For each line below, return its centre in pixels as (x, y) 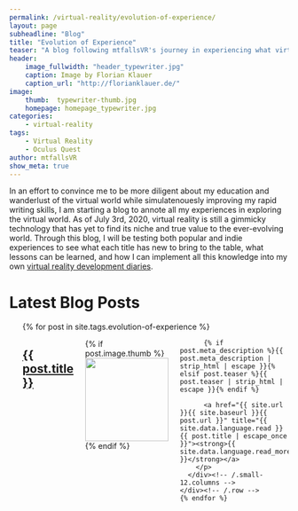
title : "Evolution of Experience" (73, 42)
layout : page (33, 26)
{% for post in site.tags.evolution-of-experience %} (116, 327)
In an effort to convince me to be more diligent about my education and (139, 191)
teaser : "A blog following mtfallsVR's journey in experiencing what (141, 51)
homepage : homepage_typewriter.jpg (91, 108)
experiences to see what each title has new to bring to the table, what (137, 248)
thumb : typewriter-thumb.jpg (81, 100)
